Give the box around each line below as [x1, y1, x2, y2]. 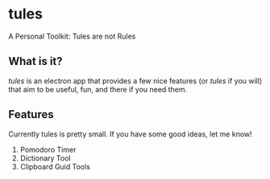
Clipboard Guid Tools [19, 161, 91, 171]
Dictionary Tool [19, 153, 71, 163]
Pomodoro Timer [19, 144, 77, 154]
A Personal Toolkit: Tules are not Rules [8, 31, 136, 41]
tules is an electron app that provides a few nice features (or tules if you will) [8, 75, 263, 85]
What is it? [8, 55, 63, 68]
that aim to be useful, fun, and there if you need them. [8, 84, 188, 94]
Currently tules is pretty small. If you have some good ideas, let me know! [8, 129, 252, 139]
